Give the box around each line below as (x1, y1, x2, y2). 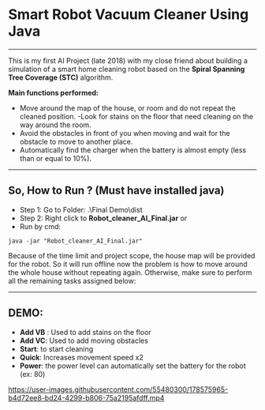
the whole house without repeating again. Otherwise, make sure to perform (8, 267, 252, 277)
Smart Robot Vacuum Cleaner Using (8, 6, 249, 24)
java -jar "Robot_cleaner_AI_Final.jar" (8, 237, 144, 245)
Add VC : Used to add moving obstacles (19, 336, 148, 345)
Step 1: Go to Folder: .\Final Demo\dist (19, 205, 143, 214)
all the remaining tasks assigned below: (8, 276, 136, 285)
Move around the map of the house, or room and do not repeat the (19, 103, 236, 112)
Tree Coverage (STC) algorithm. (8, 73, 114, 82)
